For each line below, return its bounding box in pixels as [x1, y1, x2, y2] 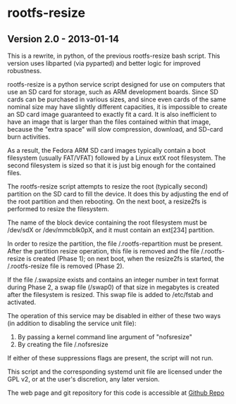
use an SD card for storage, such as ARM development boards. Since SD [7, 88, 218, 96]
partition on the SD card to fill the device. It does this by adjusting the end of [7, 190, 229, 198]
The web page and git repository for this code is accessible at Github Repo [7, 389, 225, 397]
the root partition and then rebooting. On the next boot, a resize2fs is [7, 197, 207, 206]
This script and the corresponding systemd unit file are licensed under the [7, 367, 223, 376]
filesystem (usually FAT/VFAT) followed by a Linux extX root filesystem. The [7, 153, 226, 162]
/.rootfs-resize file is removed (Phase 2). [7, 262, 125, 270]
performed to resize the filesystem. [7, 205, 109, 213]
